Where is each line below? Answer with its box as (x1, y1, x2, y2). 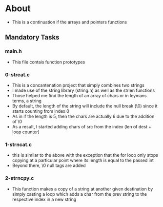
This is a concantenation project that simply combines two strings (12, 82, 145, 88)
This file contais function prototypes (12, 59, 85, 65)
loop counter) (12, 129, 40, 135)
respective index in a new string (12, 196, 77, 202)
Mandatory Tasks (5, 33, 60, 41)
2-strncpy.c (5, 175, 34, 182)
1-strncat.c (5, 141, 32, 148)
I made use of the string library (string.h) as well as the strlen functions (12, 87, 155, 93)
